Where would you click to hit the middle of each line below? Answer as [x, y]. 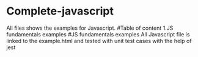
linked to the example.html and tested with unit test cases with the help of [99, 41]
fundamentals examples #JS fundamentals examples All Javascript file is [98, 34]
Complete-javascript [60, 11]
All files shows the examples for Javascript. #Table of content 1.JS [90, 28]
